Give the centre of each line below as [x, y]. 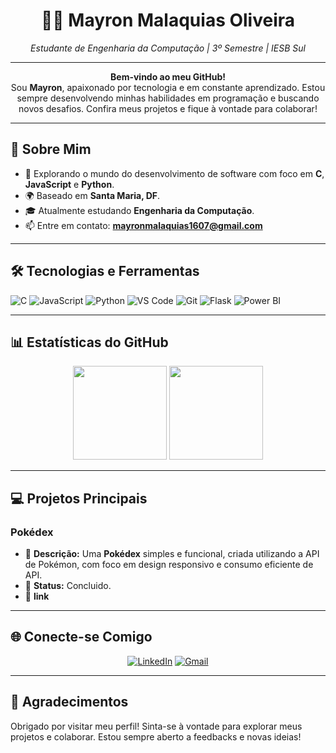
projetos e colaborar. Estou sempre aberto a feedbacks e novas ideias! [156, 736]
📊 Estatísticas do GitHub [89, 342]
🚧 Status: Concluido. [68, 586]
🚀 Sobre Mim [51, 149]
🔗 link [37, 596]
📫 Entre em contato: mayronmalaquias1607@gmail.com [143, 225]
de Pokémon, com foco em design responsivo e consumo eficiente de [169, 565]
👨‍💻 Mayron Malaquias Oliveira [168, 20]
